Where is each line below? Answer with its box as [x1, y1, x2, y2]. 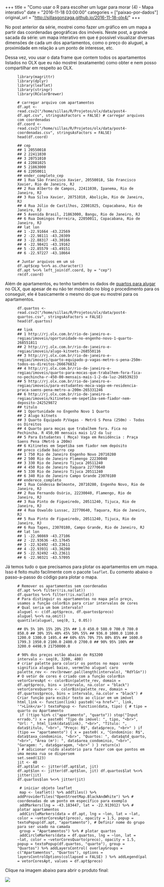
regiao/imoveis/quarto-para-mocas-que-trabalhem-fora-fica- [17, 370, 143, 375]
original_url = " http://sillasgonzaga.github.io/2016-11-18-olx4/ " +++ [5, 15, 141, 20]
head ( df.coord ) [17, 135, 48, 139]
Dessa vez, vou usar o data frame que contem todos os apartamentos [5, 55, 146, 60]
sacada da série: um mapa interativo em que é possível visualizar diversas [5, 34, 155, 40]
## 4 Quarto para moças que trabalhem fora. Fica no [17, 426, 127, 431]
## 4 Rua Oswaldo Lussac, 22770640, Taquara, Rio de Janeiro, [17, 508, 147, 513]
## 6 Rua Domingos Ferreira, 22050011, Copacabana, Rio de [17, 216, 141, 221]
